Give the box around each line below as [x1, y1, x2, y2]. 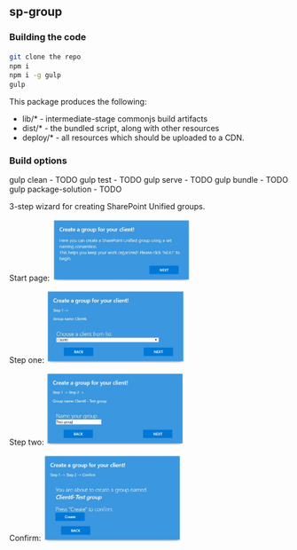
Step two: [9, 436, 44, 448]
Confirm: [9, 533, 42, 544]
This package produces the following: [9, 97, 147, 107]
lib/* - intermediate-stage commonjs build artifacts [21, 114, 208, 124]
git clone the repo [9, 52, 82, 61]
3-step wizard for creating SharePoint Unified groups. [9, 201, 206, 212]
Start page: [9, 272, 51, 284]
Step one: [9, 355, 44, 365]
